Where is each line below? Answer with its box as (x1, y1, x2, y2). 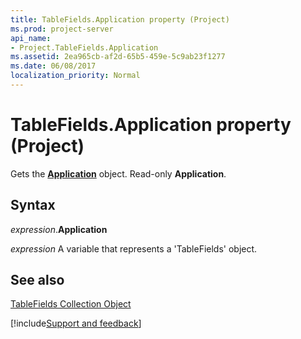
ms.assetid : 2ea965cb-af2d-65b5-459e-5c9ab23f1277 (10, 52, 226, 62)
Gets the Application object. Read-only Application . (10, 167, 227, 180)
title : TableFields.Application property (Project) (10, 14, 230, 25)
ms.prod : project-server (10, 24, 114, 34)
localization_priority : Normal (10, 71, 141, 81)
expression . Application (10, 223, 108, 235)
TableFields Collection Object (10, 298, 132, 310)
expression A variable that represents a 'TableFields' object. (10, 242, 258, 255)
